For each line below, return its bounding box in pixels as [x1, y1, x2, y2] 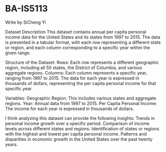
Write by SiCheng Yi [5, 19, 46, 25]
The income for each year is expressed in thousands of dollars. [5, 106, 134, 112]
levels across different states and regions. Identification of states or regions [5, 125, 160, 131]
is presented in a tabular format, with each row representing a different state [5, 39, 161, 45]
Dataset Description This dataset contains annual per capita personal [5, 29, 146, 35]
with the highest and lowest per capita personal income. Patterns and [5, 131, 147, 137]
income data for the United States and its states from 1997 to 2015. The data [5, 34, 161, 40]
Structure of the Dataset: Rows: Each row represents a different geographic [5, 59, 159, 65]
